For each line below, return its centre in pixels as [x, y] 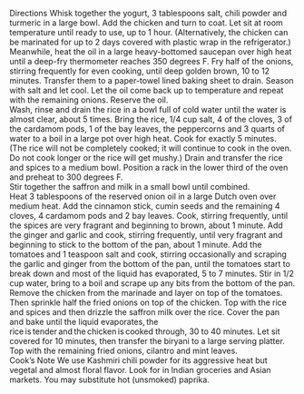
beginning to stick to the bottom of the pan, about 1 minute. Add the [136, 245]
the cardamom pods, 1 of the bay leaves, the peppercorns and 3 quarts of [147, 129]
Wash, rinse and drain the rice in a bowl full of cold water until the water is [148, 109]
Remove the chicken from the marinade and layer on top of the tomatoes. [146, 293]
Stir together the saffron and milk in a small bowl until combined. [130, 187]
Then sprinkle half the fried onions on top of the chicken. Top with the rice [148, 302]
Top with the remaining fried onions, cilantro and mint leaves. [123, 350]
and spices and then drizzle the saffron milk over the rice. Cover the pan [145, 312]
